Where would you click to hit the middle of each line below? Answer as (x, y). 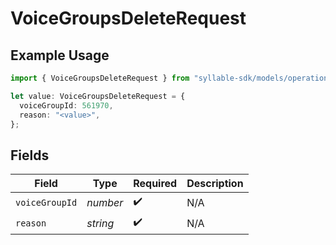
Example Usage (60, 55)
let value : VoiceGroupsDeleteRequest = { (98, 96)
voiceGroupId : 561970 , (66, 105)
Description (215, 184)
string (100, 223)
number (105, 202)
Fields (30, 155)
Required (155, 184)
